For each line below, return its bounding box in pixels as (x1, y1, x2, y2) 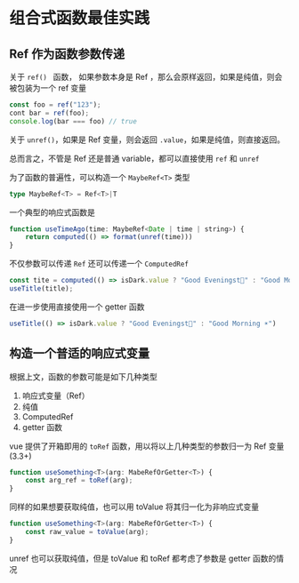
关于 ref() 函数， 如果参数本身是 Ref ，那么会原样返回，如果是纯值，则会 (9, 72, 283, 82)
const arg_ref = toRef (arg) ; (25, 476, 133, 485)
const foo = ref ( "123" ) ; (9, 100, 101, 109)
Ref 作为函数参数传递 (9, 46, 125, 61)
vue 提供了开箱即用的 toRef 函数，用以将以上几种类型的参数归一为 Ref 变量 (9, 441, 285, 451)
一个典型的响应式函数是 (9, 206, 95, 218)
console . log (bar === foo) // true (9, 116, 138, 125)
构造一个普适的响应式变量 (9, 346, 149, 361)
